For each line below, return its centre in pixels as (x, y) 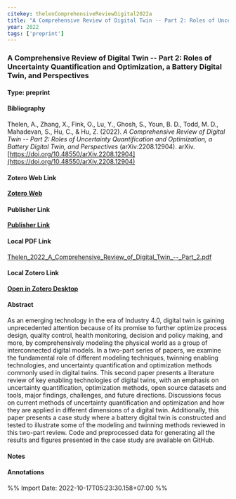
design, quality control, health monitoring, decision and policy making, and (115, 335)
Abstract (20, 305)
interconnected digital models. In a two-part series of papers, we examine (114, 350)
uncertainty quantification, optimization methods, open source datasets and (117, 387)
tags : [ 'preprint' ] (36, 33)
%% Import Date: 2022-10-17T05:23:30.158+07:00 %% (87, 488)
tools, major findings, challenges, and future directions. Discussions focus (114, 395)
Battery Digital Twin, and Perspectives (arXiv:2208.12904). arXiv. (101, 146)
